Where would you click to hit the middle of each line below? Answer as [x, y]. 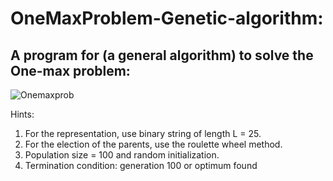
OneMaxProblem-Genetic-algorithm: [167, 18]
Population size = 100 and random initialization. [122, 155]
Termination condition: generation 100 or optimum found [141, 165]
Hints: [22, 114]
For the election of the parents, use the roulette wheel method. [153, 144]
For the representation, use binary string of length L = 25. [143, 133]
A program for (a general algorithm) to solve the [162, 55]
